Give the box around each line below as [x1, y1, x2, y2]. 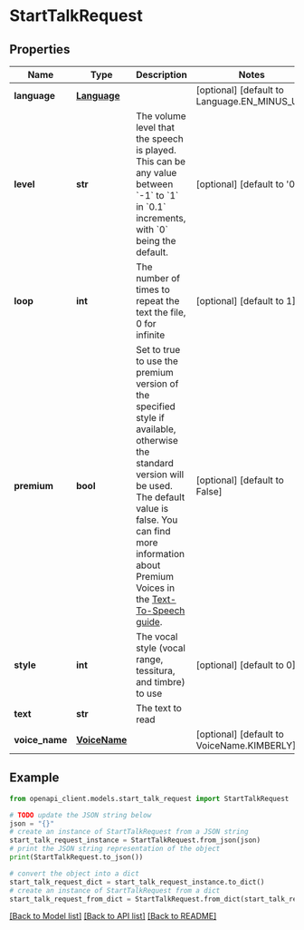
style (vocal [135, 641, 185, 654]
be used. [135, 480, 174, 492]
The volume [135, 110, 186, 122]
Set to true [135, 344, 181, 356]
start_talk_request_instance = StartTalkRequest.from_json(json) [9, 836, 261, 845]
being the [135, 235, 176, 247]
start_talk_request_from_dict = [9, 895, 131, 904]
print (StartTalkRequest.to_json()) [9, 853, 144, 862]
